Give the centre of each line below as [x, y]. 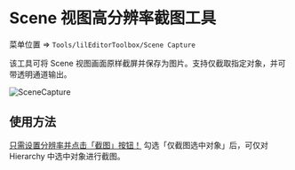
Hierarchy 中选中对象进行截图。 [68, 156]
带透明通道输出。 [40, 74]
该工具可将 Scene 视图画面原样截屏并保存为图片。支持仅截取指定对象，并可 [147, 63]
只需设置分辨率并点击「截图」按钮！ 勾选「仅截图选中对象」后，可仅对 [139, 145]
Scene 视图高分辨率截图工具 [113, 18]
